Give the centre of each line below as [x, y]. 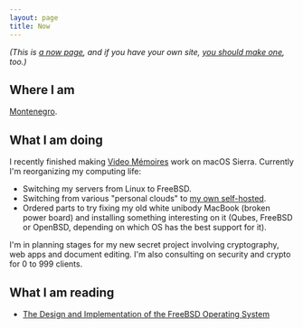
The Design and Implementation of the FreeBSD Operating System [146, 314]
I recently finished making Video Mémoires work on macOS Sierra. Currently [151, 162]
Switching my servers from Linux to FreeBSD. [107, 189]
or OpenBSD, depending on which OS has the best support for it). [144, 228]
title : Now [30, 26]
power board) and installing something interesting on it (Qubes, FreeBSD [157, 218]
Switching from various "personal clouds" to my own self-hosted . [144, 199]
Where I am [42, 90]
